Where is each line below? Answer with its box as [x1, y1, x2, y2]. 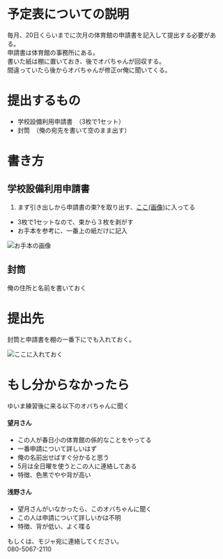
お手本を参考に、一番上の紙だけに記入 [17, 226, 128, 235]
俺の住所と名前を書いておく [7, 284, 87, 292]
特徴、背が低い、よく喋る [17, 522, 91, 530]
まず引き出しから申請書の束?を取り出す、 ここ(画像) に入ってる [17, 203, 196, 211]
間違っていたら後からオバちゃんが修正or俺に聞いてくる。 [7, 66, 171, 74]
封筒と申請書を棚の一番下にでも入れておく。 [7, 335, 136, 343]
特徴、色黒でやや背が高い [17, 470, 91, 479]
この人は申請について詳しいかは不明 [17, 513, 121, 521]
